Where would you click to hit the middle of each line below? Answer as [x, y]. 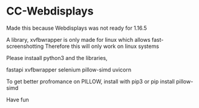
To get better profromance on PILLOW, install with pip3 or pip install [91, 81]
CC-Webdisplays [50, 11]
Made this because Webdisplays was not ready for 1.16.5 [77, 28]
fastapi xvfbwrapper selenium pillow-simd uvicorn [69, 69]
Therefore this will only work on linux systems [102, 46]
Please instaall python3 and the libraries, [57, 58]
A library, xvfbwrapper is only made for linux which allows [78, 39]
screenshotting [25, 46]
